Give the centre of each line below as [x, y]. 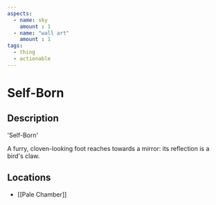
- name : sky [31, 20]
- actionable [32, 59]
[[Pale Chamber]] [42, 194]
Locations [29, 178]
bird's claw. [24, 156]
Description [33, 118]
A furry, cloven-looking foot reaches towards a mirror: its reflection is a [108, 148]
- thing [25, 53]
